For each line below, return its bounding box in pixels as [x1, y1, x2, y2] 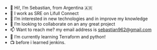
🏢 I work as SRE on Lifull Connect [9, 10, 79, 16]
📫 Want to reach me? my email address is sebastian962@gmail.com [9, 26, 151, 32]
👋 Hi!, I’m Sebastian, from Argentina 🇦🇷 [9, 5, 92, 10]
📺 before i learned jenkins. [9, 39, 66, 45]
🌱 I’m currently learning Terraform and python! [9, 34, 106, 39]
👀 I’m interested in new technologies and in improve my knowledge [9, 15, 148, 21]
